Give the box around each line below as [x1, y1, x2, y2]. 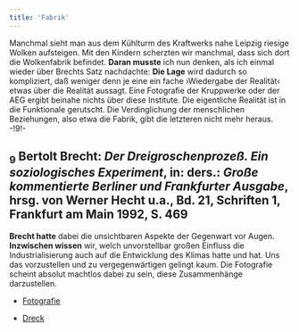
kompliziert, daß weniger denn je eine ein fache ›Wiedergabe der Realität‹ [9, 75, 281, 86]
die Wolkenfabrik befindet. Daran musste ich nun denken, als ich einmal [9, 56, 275, 67]
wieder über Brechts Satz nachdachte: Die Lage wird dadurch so [9, 66, 247, 77]
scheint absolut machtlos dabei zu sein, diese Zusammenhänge [9, 269, 244, 279]
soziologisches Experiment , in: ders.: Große [9, 165, 259, 180]
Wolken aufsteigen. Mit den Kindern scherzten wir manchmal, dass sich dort [9, 46, 290, 58]
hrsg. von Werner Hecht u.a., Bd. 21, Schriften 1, [9, 193, 281, 208]
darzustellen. [9, 278, 57, 288]
